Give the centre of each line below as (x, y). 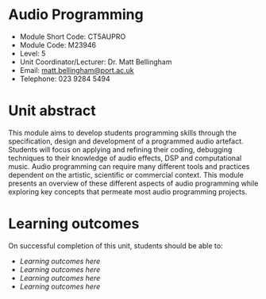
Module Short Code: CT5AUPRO (73, 36)
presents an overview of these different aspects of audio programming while (133, 183)
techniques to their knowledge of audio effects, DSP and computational (125, 158)
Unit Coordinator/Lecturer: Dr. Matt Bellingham (96, 62)
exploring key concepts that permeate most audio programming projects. (128, 191)
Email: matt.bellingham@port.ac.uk (77, 70)
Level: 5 (33, 53)
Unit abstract (52, 111)
